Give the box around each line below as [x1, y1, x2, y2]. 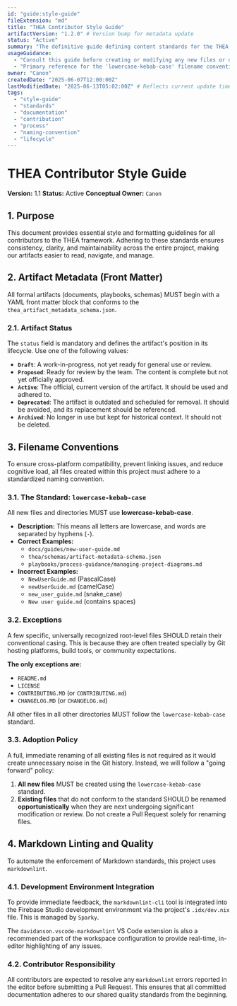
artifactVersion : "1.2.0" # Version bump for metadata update [7, 30, 194, 37]
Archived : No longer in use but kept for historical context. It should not [17, 413, 222, 422]
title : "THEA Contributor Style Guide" [7, 23, 125, 30]
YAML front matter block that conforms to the [7, 298, 140, 306]
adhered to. [17, 391, 51, 399]
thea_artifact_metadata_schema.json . [7, 305, 117, 313]
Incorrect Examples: [17, 567, 79, 576]
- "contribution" [13, 115, 65, 122]
